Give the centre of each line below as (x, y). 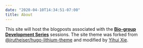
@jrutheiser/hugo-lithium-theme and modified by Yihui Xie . (67, 40)
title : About (19, 15)
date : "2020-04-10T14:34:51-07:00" (43, 10)
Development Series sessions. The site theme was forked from (71, 34)
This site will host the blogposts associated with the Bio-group (71, 29)
